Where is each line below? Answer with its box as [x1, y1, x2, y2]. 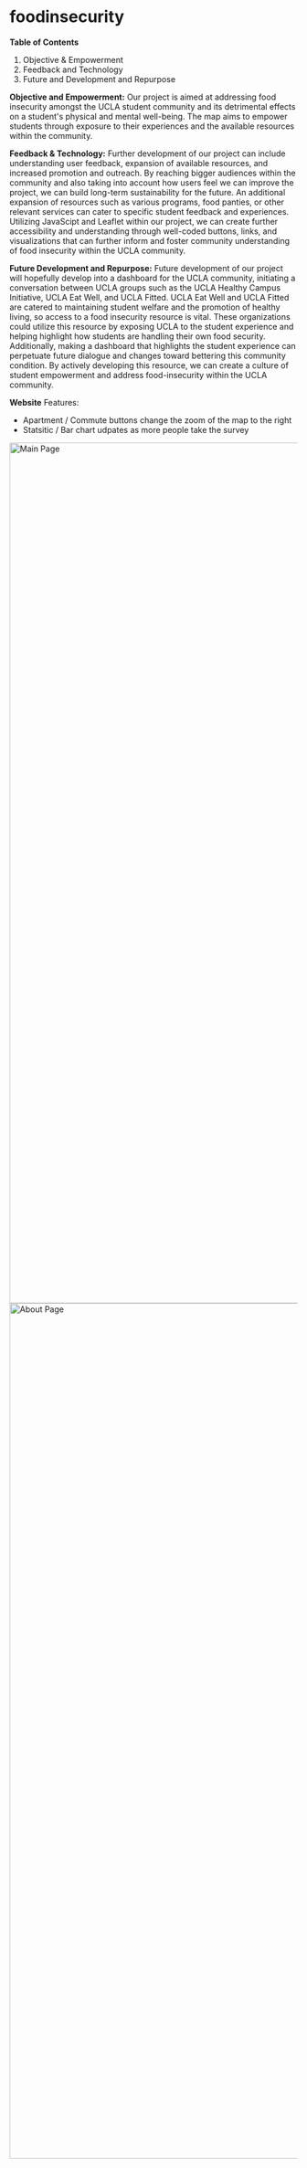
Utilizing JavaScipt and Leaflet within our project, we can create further [9, 216, 279, 227]
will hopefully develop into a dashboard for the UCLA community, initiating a [9, 272, 296, 283]
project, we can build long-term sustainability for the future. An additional [9, 186, 286, 197]
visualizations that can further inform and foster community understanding [9, 235, 291, 246]
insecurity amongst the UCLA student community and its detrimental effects [9, 100, 296, 111]
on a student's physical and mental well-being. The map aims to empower [9, 111, 288, 122]
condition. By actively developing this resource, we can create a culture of [9, 359, 290, 371]
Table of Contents [9, 37, 79, 48]
